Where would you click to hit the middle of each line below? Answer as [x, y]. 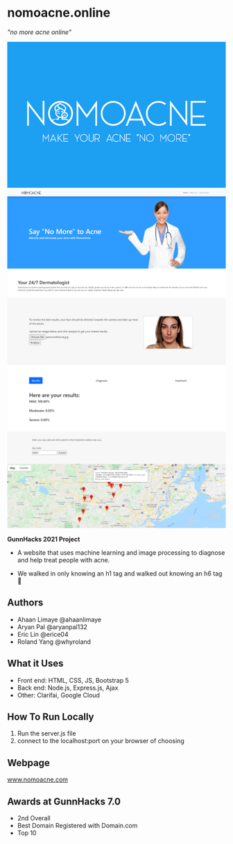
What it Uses [35, 664]
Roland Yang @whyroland [54, 642]
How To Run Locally [51, 716]
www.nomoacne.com [37, 779]
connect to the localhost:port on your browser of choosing [101, 741]
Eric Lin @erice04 [43, 634]
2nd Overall [34, 818]
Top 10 [27, 833]
